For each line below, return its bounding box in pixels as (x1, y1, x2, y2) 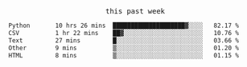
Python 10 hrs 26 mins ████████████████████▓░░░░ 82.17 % (8, 22, 240, 30)
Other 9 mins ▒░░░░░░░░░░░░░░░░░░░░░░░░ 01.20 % (8, 44, 240, 52)
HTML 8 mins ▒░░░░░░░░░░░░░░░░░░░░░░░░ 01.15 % (8, 51, 240, 59)
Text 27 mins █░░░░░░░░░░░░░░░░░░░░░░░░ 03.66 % (8, 36, 240, 45)
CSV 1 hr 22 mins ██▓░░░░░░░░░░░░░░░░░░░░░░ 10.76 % (8, 29, 240, 37)
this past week (105, 7, 165, 15)
